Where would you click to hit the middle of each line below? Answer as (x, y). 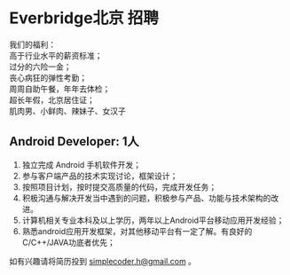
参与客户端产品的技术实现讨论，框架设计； (100, 176)
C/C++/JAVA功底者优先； (68, 242)
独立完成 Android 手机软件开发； (82, 164)
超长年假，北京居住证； (52, 99)
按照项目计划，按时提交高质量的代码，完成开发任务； (119, 186)
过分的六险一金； (40, 67)
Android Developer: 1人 (74, 141)
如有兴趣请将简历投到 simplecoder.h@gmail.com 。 (103, 261)
